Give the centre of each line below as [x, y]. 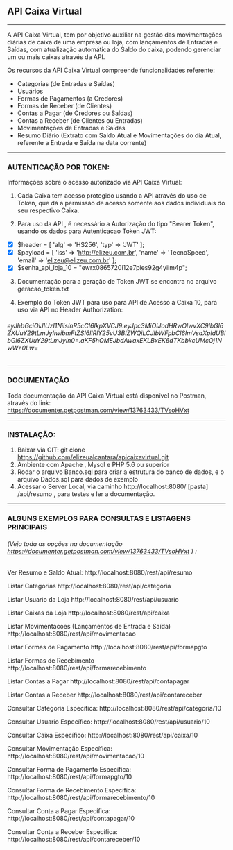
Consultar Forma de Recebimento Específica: [72, 790]
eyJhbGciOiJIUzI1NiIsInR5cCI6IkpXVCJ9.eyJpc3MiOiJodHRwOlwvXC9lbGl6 [115, 325]
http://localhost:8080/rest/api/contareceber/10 [74, 840]
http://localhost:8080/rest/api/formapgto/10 [70, 777]
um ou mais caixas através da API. [56, 57]
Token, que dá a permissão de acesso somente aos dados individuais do [121, 203]
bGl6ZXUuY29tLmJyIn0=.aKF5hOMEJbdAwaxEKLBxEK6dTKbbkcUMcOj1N [115, 340]
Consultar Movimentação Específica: [60, 749]
